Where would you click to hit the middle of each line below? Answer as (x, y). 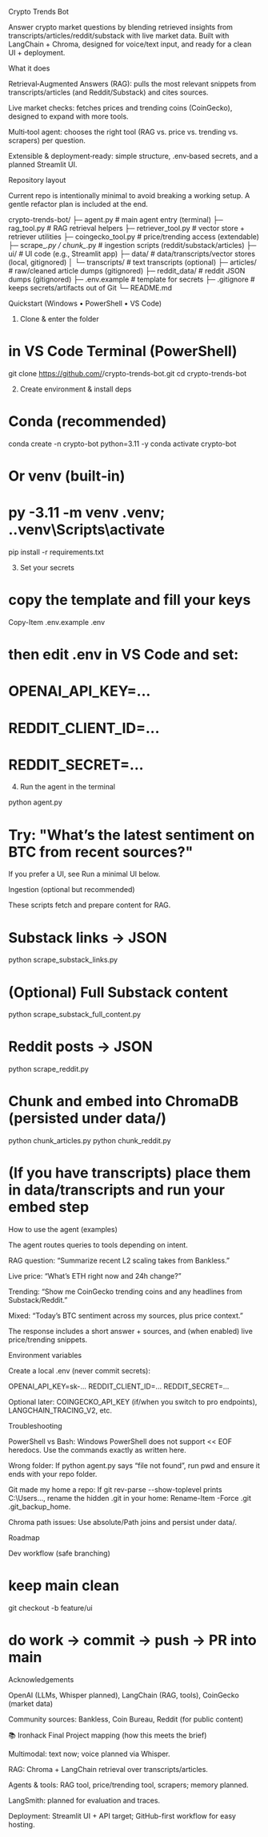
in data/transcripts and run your (117, 1190)
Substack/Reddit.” (38, 1300)
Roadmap (24, 1538)
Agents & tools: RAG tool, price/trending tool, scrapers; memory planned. (129, 1785)
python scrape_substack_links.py (63, 960)
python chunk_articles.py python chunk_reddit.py (90, 1141)
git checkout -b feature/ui (51, 1608)
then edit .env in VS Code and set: (124, 655)
